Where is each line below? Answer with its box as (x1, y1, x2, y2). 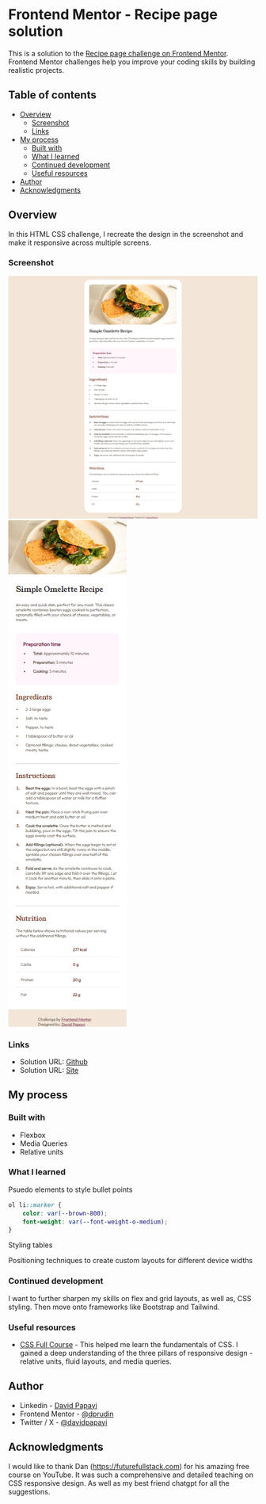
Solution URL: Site (19, 1065, 79, 1075)
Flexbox (19, 1130, 46, 1139)
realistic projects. (8, 65, 65, 74)
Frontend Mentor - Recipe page (8, 6, 218, 24)
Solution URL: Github (19, 1056, 89, 1067)
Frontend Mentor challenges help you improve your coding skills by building (8, 57, 256, 67)
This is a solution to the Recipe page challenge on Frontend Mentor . (8, 48, 229, 58)
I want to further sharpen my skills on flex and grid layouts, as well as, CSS (8, 1293, 252, 1303)
